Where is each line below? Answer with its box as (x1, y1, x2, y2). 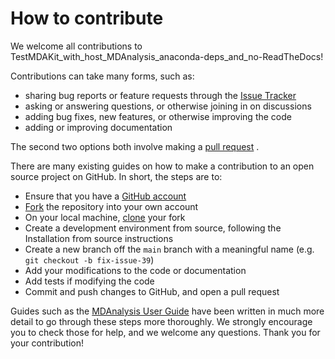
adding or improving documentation (24, 121, 173, 133)
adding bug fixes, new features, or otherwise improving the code (24, 110, 292, 122)
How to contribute (10, 7, 164, 30)
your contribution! (10, 337, 85, 349)
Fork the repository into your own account (24, 200, 199, 212)
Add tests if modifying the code (24, 275, 155, 287)
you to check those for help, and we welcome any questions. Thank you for (10, 326, 321, 338)
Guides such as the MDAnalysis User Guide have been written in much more (10, 305, 325, 317)
